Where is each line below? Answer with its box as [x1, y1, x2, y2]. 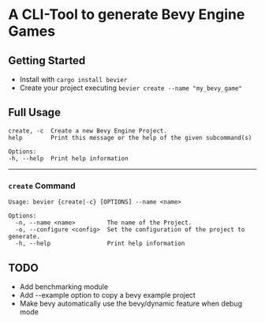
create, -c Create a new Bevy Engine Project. [8, 126, 168, 135]
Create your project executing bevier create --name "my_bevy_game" [19, 83, 243, 92]
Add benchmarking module [19, 282, 109, 291]
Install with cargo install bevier [19, 75, 128, 84]
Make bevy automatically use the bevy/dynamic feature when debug [19, 299, 243, 308]
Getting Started [8, 54, 86, 67]
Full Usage [8, 106, 62, 119]
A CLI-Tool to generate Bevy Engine [8, 6, 245, 24]
